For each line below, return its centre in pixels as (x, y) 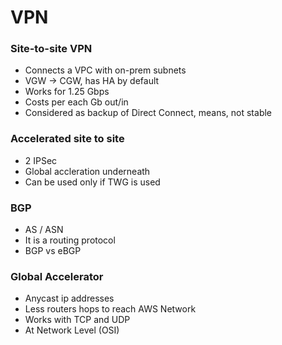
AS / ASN (44, 230)
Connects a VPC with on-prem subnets (105, 70)
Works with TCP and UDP (77, 320)
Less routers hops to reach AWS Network (110, 309)
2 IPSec (41, 160)
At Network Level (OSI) (72, 330)
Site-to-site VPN (51, 49)
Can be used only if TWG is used (92, 182)
